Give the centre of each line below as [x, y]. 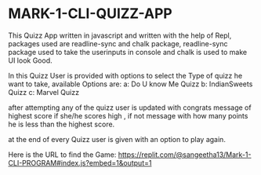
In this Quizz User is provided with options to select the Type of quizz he [125, 75]
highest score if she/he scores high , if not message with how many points [128, 115]
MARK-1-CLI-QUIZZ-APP [90, 14]
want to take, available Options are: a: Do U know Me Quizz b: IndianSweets [130, 84]
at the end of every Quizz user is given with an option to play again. [117, 139]
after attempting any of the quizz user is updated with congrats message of [130, 108]
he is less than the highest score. [62, 124]
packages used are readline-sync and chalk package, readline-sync [118, 43]
